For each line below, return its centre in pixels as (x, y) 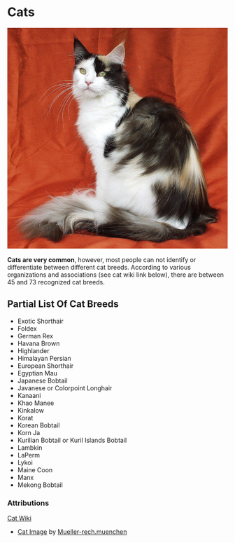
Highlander (33, 350)
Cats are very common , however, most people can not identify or (102, 259)
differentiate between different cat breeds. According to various (99, 267)
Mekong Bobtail (40, 485)
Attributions (28, 503)
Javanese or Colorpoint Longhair (65, 388)
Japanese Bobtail (42, 380)
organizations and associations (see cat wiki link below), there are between (116, 275)
